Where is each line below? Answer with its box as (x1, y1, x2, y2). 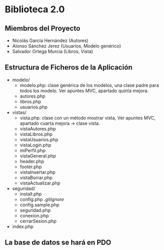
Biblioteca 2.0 (5, 4, 65, 15)
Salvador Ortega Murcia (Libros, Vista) (12, 49, 93, 54)
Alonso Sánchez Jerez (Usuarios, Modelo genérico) (12, 43, 121, 49)
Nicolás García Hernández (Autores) (12, 37, 89, 43)
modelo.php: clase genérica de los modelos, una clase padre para (19, 82, 159, 88)
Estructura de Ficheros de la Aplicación (5, 63, 133, 72)
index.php (12, 223, 34, 230)
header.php (19, 158, 44, 164)
